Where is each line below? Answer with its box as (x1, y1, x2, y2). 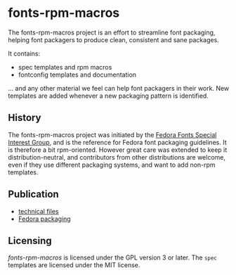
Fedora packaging (18, 215, 71, 223)
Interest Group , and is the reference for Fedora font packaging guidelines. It (8, 138, 227, 146)
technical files (18, 207, 59, 215)
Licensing (8, 234, 52, 247)
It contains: (8, 49, 41, 58)
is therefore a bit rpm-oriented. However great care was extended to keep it (8, 146, 228, 154)
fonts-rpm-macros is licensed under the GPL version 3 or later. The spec (8, 253, 217, 262)
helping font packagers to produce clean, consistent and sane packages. (8, 35, 220, 44)
